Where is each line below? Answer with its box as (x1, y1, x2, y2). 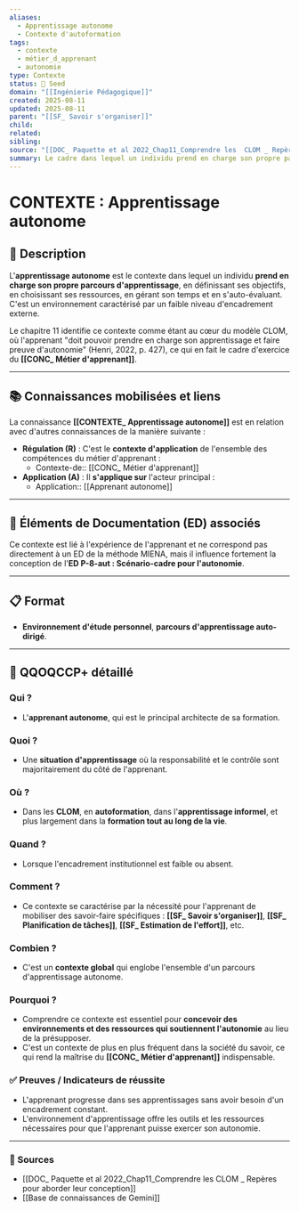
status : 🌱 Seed (9, 79, 66, 88)
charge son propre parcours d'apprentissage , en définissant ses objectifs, (9, 280, 287, 290)
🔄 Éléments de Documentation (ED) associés (9, 516, 261, 531)
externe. (9, 308, 40, 319)
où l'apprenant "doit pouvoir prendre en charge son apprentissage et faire (9, 335, 280, 345)
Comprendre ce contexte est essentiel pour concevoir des (21, 1014, 238, 1025)
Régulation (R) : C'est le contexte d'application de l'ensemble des (21, 443, 268, 454)
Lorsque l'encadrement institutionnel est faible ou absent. (21, 858, 234, 869)
